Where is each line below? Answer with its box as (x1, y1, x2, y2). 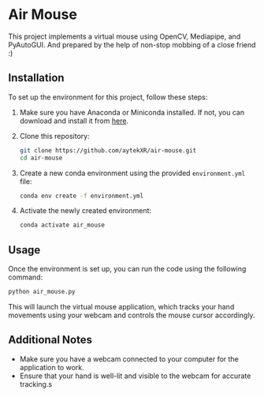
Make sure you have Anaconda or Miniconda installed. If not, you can (19, 107, 245, 117)
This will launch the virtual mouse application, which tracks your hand (8, 301, 235, 311)
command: (8, 272, 43, 282)
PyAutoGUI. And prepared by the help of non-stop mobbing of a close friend (8, 39, 256, 49)
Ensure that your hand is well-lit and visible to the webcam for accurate (19, 371, 251, 380)
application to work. (19, 362, 84, 372)
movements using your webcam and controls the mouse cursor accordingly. (8, 310, 255, 320)
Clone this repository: (19, 131, 90, 140)
